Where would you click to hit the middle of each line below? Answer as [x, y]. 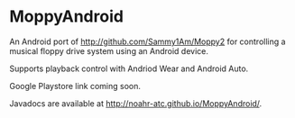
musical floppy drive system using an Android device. [109, 50]
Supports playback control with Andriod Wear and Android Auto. [129, 68]
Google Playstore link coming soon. [75, 86]
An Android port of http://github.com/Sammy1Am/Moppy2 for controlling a [147, 41]
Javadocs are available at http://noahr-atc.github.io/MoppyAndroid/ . [136, 103]
